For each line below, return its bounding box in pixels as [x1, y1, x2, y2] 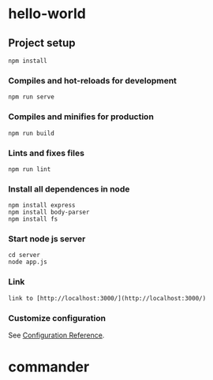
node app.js [8, 258, 47, 266]
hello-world [8, 5, 87, 23]
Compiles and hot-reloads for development [8, 75, 177, 86]
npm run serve [8, 93, 55, 101]
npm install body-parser [8, 208, 90, 217]
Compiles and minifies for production [8, 111, 154, 122]
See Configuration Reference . [8, 330, 105, 340]
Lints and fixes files [8, 147, 85, 158]
